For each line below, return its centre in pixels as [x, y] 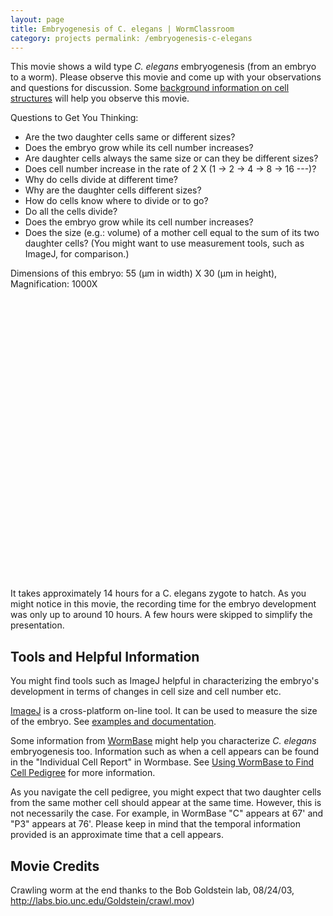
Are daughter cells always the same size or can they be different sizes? [171, 158]
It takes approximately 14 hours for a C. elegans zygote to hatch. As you [158, 593]
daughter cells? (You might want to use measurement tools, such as [164, 243]
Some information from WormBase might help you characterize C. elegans [163, 741]
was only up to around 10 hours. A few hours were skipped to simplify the [161, 615]
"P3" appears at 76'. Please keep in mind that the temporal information [155, 824]
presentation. [37, 625]
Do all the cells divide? [71, 212]
